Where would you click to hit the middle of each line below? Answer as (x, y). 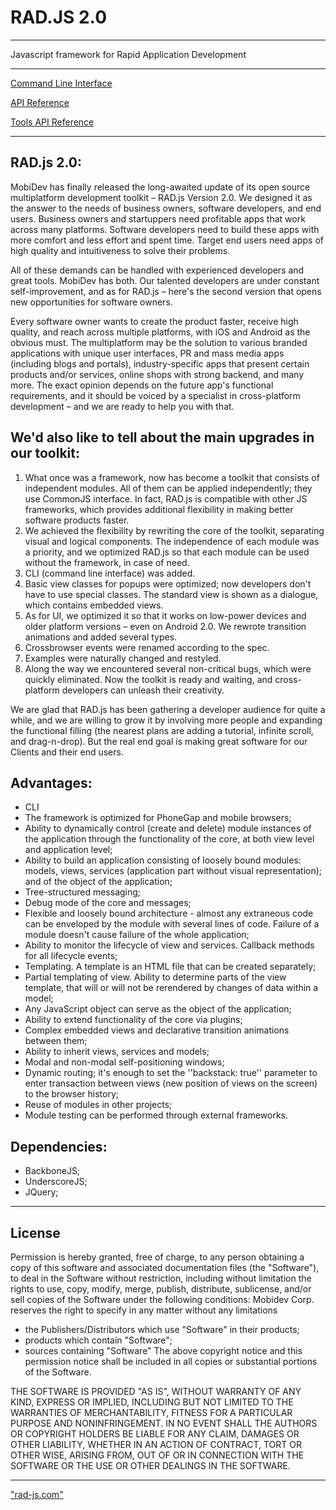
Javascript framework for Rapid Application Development (128, 54)
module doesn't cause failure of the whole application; (137, 935)
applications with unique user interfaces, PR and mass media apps (147, 353)
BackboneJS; (52, 1171)
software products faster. (77, 520)
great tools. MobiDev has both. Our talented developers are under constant (165, 280)
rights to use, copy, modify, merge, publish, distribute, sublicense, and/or (161, 1289)
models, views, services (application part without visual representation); (173, 871)
